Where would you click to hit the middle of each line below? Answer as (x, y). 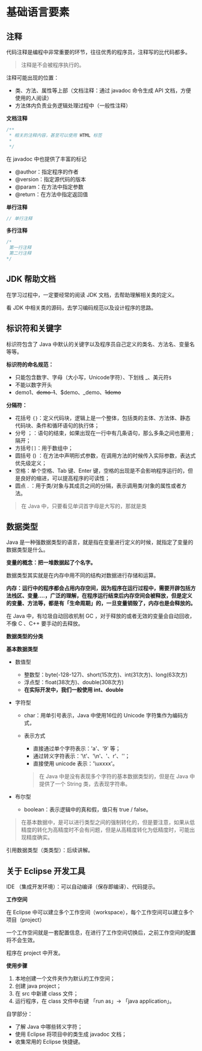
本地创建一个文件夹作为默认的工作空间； (65, 979)
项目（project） (26, 920)
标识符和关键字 (34, 329)
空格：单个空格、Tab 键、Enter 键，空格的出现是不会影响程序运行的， (101, 470)
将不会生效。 (22, 940)
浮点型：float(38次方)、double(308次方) (74, 682)
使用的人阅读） (33, 98)
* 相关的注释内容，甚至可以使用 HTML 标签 (55, 135)
